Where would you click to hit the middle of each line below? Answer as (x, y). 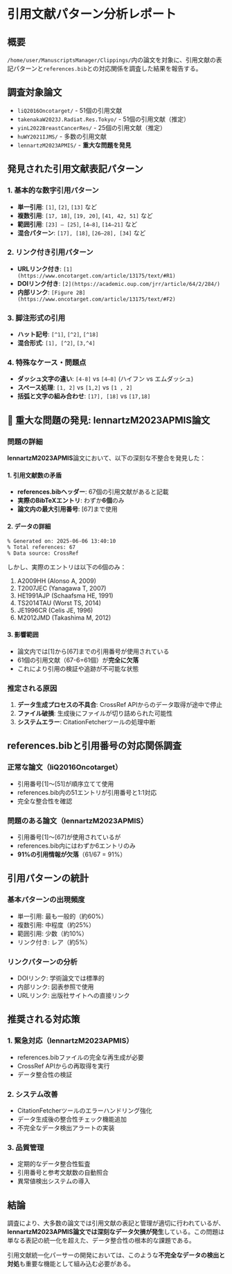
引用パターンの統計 (48, 878)
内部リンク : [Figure (45, 292)
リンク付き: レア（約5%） (54, 942)
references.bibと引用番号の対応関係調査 (95, 746)
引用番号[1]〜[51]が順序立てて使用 (65, 784)
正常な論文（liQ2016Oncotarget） (65, 767)
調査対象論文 (35, 92)
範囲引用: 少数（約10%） (53, 933)
